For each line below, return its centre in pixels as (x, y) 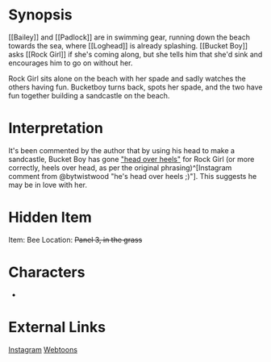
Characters (47, 273)
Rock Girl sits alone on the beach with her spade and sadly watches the (127, 78)
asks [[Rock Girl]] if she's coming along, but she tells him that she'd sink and (135, 54)
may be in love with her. (48, 185)
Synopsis (40, 15)
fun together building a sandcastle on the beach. (89, 95)
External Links (57, 327)
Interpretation (56, 129)
